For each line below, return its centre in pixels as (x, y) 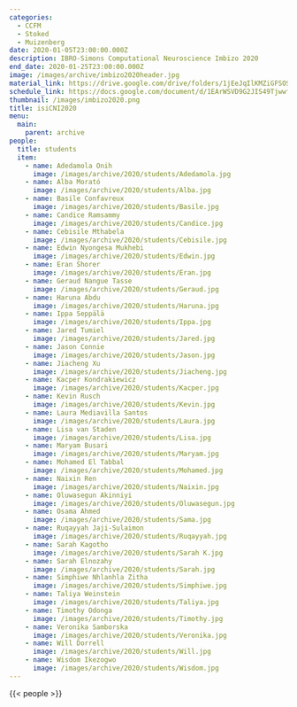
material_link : (37, 83)
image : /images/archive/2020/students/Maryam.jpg (126, 454)
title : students (47, 149)
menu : (19, 116)
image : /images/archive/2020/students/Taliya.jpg (126, 602)
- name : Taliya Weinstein (73, 594)
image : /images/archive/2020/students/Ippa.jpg (122, 322)
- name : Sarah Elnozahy (69, 561)
